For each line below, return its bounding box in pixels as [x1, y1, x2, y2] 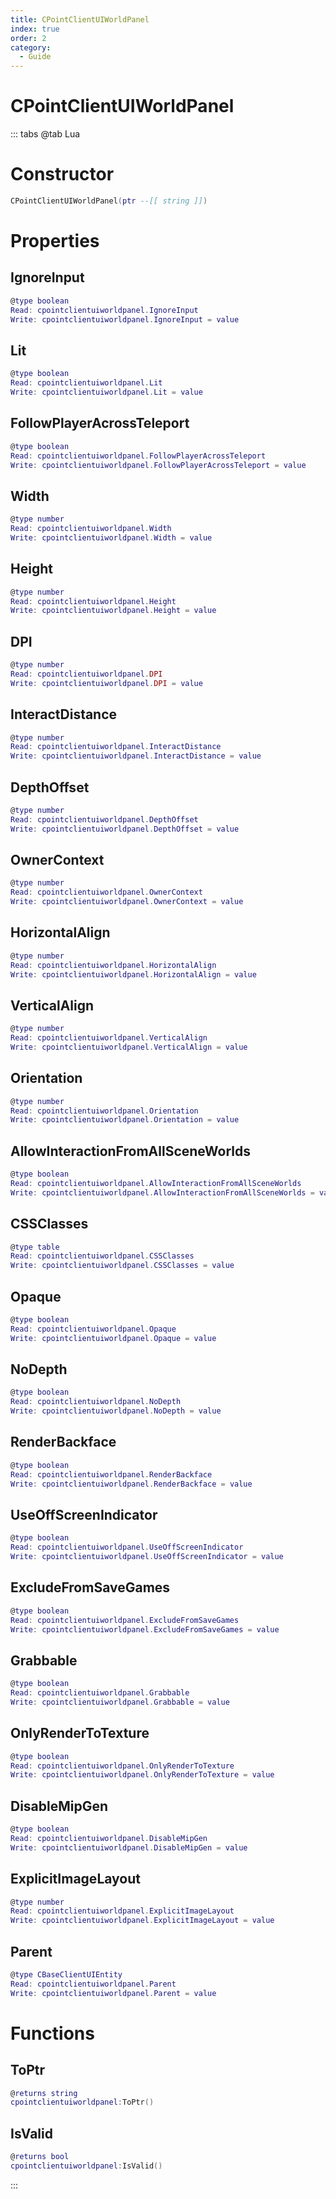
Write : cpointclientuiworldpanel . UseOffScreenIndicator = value [10, 1552, 284, 1562]
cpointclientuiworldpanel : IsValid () [10, 2161, 163, 2171]
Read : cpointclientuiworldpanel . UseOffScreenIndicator [10, 1542, 244, 1553]
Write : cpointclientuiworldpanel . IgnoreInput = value [10, 314, 240, 325]
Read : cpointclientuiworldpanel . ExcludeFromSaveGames [10, 1615, 240, 1625]
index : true [10, 24, 60, 34]
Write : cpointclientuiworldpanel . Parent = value [10, 1988, 217, 1998]
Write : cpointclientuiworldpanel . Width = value [10, 532, 213, 543]
